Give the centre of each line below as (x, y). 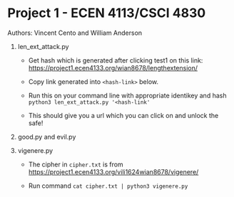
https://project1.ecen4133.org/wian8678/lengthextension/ (113, 68)
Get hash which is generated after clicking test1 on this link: (116, 60)
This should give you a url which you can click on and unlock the (123, 115)
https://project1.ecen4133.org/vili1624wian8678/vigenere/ (113, 171)
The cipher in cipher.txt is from (76, 164)
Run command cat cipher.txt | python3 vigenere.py (108, 186)
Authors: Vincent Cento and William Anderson (75, 33)
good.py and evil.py (47, 137)
